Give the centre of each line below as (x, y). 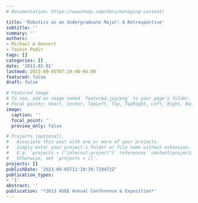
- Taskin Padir (25, 50)
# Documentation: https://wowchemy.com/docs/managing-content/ (85, 11)
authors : (17, 39)
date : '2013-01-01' (30, 66)
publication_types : (30, 175)
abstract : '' (22, 186)
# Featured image (27, 93)
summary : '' (21, 33)
